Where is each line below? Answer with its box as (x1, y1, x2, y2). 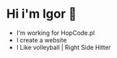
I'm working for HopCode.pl (16, 29, 95, 37)
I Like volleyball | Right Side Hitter (16, 43, 111, 51)
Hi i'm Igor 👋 (6, 6, 77, 22)
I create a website (16, 35, 67, 44)
